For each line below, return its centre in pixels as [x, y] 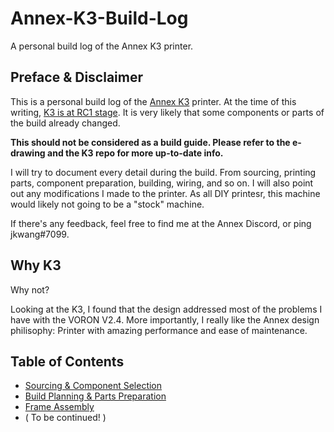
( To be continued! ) [65, 418]
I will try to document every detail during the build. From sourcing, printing [163, 172]
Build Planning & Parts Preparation [95, 396]
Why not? [30, 289]
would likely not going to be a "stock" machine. [107, 204]
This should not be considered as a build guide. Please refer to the [150, 142]
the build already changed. [65, 123]
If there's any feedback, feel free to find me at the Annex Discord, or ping [161, 223]
